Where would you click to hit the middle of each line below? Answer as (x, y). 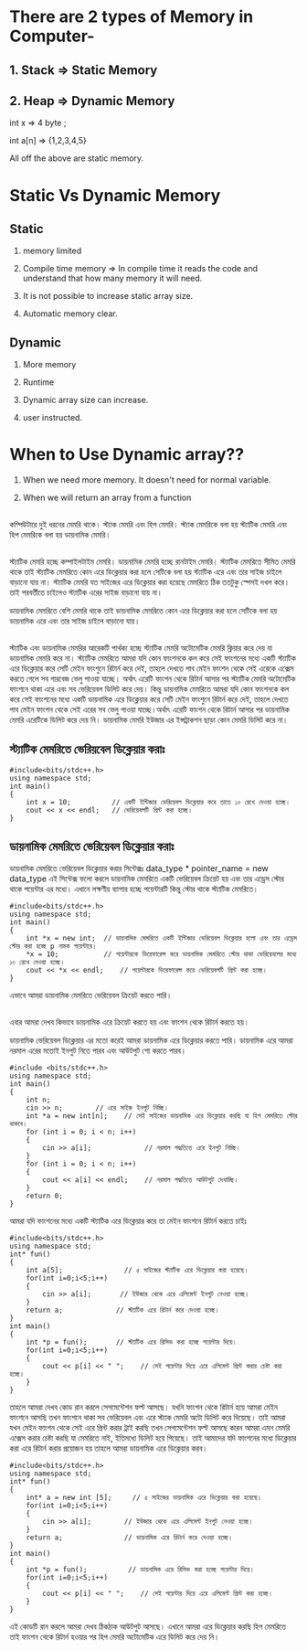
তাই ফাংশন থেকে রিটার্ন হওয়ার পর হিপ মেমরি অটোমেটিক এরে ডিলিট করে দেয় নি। (115, 1637)
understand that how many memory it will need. (112, 278)
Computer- (52, 36)
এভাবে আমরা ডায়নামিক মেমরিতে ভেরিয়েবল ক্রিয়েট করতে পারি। (91, 995)
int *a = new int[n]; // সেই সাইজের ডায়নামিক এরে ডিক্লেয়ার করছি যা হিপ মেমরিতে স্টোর (162, 1116)
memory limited (52, 251)
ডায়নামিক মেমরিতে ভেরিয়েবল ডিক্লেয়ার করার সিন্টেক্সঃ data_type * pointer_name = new (139, 868)
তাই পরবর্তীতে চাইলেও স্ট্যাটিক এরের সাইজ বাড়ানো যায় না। (86, 592)
